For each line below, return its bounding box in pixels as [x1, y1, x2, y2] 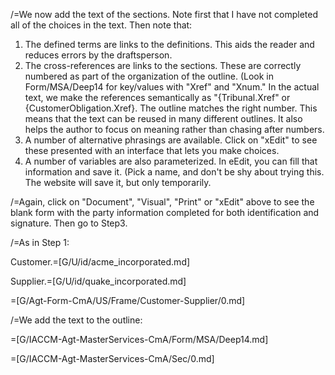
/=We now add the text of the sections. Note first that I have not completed [10, 9, 319, 20]
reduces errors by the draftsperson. [24, 49, 173, 61]
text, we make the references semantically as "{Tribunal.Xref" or [24, 92, 291, 103]
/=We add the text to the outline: [10, 314, 143, 326]
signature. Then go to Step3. [10, 217, 128, 229]
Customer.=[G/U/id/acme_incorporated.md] [10, 256, 191, 268]
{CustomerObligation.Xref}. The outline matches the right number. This [24, 102, 318, 114]
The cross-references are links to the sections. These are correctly [24, 60, 302, 71]
